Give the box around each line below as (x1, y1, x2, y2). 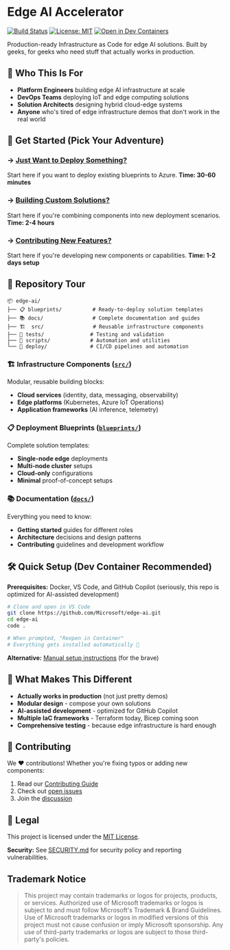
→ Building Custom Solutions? (7, 195, 110, 205)
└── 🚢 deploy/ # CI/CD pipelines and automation (7, 343, 189, 350)
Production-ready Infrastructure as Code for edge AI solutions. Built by (7, 40, 207, 48)
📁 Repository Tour (7, 278, 86, 290)
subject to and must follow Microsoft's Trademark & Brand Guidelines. (23, 906, 222, 914)
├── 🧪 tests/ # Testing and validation (7, 331, 165, 338)
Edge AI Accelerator (7, 4, 124, 20)
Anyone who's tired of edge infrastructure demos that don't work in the (16, 107, 220, 115)
